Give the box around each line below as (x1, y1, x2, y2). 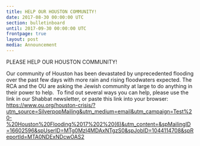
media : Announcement (6, 42, 58, 48)
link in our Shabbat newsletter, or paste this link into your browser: (6, 95, 168, 102)
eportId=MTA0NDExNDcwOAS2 (6, 133, 85, 140)
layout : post (6, 36, 39, 42)
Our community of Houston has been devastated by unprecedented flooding (6, 70, 194, 77)
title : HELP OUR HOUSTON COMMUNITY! (6, 8, 97, 15)
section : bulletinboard (6, 20, 65, 26)
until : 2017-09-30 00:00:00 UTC (6, 25, 86, 32)
